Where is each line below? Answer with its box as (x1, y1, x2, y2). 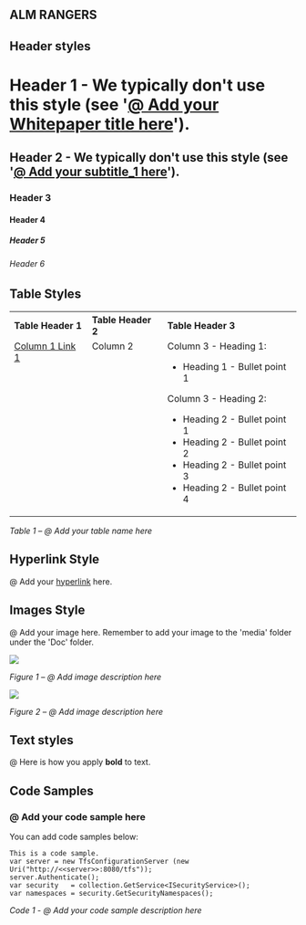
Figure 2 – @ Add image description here (9, 706, 164, 717)
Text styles (9, 732, 75, 748)
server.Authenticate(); (9, 873, 100, 882)
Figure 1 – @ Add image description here (9, 671, 162, 682)
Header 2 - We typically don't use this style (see (9, 150, 289, 165)
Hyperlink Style (9, 552, 100, 567)
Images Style (9, 603, 86, 618)
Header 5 (9, 235, 46, 246)
